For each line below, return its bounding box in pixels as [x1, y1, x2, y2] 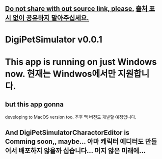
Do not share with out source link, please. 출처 [5, 4, 148, 13]
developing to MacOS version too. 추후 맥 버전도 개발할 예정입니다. [5, 114, 136, 120]
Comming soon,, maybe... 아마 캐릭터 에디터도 [5, 137, 144, 146]
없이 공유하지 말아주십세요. [12, 14, 89, 22]
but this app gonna [5, 100, 64, 109]
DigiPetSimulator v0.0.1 [5, 34, 103, 45]
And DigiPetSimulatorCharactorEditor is [5, 128, 130, 136]
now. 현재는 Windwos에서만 [5, 68, 116, 79]
